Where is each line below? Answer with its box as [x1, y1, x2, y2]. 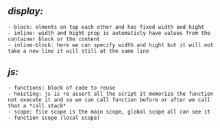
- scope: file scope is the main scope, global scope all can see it [8, 108, 211, 115]
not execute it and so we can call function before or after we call [8, 96, 211, 103]
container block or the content [8, 36, 100, 42]
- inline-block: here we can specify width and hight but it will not [8, 41, 214, 49]
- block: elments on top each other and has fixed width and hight [8, 23, 205, 30]
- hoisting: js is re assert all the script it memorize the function [8, 90, 214, 97]
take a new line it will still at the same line [8, 47, 149, 54]
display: [8, 5, 44, 17]
